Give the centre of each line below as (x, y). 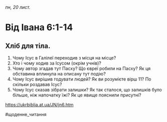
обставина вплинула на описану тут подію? (59, 74)
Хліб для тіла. (28, 46)
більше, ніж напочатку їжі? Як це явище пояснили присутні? (77, 95)
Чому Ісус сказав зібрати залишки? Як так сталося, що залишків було (87, 90)
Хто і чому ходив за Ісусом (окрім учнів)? (57, 63)
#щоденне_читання (26, 114)
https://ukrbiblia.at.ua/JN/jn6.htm (39, 105)
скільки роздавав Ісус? (37, 84)
